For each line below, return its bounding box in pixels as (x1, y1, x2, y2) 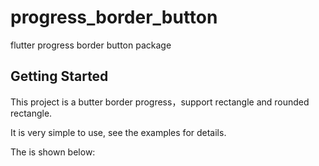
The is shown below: (10, 146, 96, 158)
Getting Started (10, 68, 109, 85)
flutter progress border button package (10, 39, 172, 51)
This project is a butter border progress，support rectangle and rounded (10, 96, 310, 108)
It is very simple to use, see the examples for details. (10, 126, 227, 138)
